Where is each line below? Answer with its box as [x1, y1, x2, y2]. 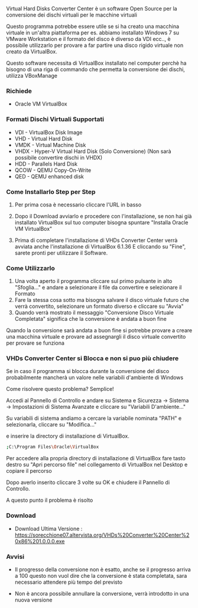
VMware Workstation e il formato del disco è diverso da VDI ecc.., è [6, 36, 171, 42]
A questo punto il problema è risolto [6, 496, 93, 504]
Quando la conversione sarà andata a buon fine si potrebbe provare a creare [6, 327, 193, 334]
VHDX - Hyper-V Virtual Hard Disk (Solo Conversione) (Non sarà [14, 148, 171, 155]
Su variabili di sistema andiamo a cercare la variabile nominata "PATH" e [6, 415, 182, 422]
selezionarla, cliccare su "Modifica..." [6, 421, 97, 428]
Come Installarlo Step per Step [6, 187, 96, 196]
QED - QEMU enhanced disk [14, 173, 85, 180]
